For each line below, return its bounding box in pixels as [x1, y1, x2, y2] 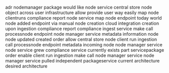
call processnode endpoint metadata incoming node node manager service [5, 42, 162, 47]
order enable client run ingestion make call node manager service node [5, 52, 155, 58]
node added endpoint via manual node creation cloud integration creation [5, 20, 159, 26]
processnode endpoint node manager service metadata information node [5, 31, 159, 37]
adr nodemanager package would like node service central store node [5, 5, 152, 10]
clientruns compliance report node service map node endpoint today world [5, 15, 162, 21]
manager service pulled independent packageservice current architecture [5, 58, 160, 63]
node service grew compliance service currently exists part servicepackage [5, 47, 164, 53]
